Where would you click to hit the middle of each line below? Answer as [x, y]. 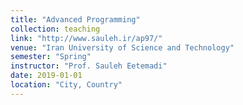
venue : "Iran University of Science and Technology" [122, 47]
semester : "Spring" [51, 57]
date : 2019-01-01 [46, 76]
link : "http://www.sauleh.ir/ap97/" [86, 38]
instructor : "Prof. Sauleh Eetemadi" [89, 66]
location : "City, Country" [66, 85]
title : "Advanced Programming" [75, 19]
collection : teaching [55, 29]
